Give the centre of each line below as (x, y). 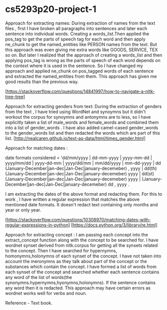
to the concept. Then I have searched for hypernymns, (61, 250)
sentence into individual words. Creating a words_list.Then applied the (77, 34)
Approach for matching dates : (37, 148)
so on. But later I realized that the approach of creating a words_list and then (84, 55)
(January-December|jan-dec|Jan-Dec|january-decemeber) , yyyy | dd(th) (81, 168)
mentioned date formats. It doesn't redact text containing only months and (82, 204)
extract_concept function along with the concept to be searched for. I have (82, 240)
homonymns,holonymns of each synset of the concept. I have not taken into (83, 256)
